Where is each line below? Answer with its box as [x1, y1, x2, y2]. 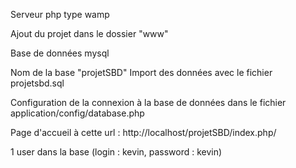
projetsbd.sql [10, 77, 65, 89]
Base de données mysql [10, 47, 110, 59]
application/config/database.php [10, 107, 145, 119]
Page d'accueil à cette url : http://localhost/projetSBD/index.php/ [10, 127, 277, 138]
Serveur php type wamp [10, 9, 110, 20]
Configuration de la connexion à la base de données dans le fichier [10, 97, 287, 108]
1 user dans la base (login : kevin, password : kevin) [10, 146, 223, 158]
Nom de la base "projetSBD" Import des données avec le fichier [10, 67, 273, 78]
